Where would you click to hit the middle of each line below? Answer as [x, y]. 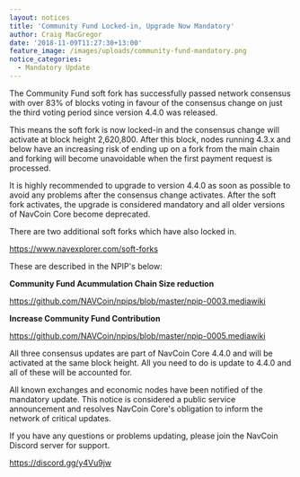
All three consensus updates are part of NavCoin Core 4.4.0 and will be [141, 353]
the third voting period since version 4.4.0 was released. [114, 112]
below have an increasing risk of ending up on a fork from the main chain [145, 148]
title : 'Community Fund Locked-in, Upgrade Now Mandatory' [122, 26]
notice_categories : [46, 59]
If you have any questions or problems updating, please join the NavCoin [144, 436]
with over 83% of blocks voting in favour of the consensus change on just [146, 102]
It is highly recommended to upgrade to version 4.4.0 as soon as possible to [150, 185]
